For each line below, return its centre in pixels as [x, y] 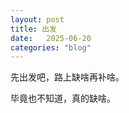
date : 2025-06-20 [51, 38]
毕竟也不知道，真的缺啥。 [63, 98]
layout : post [37, 19]
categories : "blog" [51, 47]
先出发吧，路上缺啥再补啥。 [67, 77]
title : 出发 [33, 29]
